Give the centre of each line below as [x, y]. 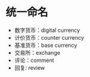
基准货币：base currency [46, 45]
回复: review [30, 67]
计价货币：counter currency [49, 37]
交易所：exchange [37, 52]
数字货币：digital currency [47, 30]
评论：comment [34, 60]
